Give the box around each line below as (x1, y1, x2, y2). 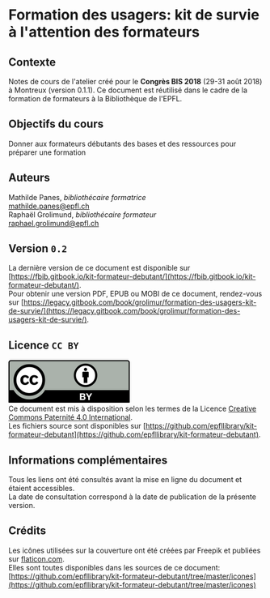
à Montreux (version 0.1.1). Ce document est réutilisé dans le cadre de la (8, 85, 248, 95)
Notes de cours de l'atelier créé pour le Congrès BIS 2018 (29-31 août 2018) (8, 77, 263, 86)
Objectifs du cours (8, 117, 103, 131)
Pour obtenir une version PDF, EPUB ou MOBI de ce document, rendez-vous (8, 289, 263, 299)
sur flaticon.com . (8, 553, 65, 564)
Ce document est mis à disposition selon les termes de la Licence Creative (8, 404, 257, 414)
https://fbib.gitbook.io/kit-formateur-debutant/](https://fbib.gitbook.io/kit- (11, 271, 256, 281)
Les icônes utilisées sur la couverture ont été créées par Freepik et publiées (8, 545, 261, 555)
